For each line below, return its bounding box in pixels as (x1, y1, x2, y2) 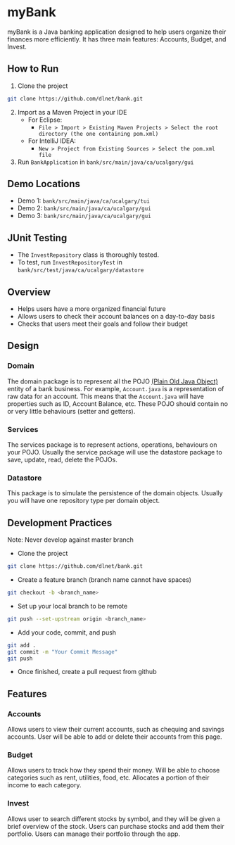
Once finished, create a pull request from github (17, 668, 157, 676)
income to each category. (7, 781, 82, 789)
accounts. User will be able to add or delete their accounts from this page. (7, 732, 223, 741)
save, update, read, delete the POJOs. (7, 455, 118, 464)
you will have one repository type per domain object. (7, 497, 160, 505)
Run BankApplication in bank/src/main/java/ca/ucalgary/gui (17, 158, 194, 166)
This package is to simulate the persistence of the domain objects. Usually (7, 489, 223, 497)
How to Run (7, 63, 59, 75)
